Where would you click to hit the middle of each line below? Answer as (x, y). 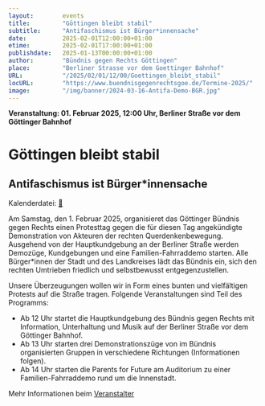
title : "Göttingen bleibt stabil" (80, 23)
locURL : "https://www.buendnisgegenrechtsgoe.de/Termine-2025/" (130, 83)
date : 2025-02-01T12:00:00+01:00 (80, 38)
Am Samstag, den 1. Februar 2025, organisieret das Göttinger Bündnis (124, 219)
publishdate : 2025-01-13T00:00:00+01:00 (80, 53)
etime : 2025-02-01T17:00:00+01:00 (80, 46)
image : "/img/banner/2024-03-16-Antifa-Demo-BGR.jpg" (114, 90)
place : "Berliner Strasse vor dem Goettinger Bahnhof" (116, 68)
